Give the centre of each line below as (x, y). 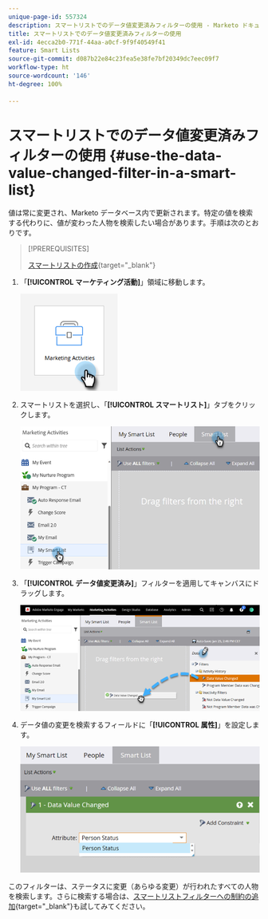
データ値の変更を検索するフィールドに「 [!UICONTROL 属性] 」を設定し (136, 724)
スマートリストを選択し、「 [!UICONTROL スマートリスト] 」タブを (127, 405)
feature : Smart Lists (44, 51)
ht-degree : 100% (35, 84)
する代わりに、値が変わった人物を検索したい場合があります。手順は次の (127, 223)
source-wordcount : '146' (49, 76)
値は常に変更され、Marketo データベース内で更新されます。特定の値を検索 (131, 213)
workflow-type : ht (39, 68)
